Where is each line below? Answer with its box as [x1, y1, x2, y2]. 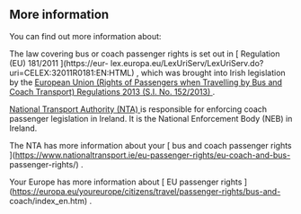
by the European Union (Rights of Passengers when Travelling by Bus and [9, 76, 283, 88]
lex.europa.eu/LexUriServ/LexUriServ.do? [111, 57, 264, 68]
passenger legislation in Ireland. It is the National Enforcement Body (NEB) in [9, 113, 293, 124]
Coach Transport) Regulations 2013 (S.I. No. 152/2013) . [9, 86, 216, 97]
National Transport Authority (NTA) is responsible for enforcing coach [9, 103, 268, 115]
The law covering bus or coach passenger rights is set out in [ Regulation [9, 48, 280, 59]
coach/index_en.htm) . [9, 195, 93, 206]
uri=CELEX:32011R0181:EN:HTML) [9, 67, 135, 78]
